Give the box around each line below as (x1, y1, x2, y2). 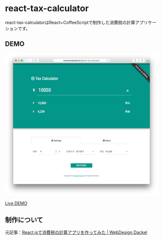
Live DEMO (5, 200, 28, 206)
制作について (5, 216, 44, 224)
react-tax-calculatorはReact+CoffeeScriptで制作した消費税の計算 (5, 19, 136, 25)
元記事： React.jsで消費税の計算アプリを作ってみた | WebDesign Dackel (5, 229, 147, 235)
